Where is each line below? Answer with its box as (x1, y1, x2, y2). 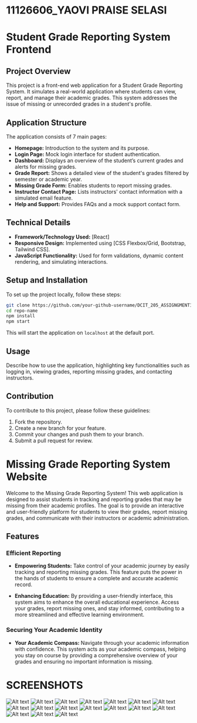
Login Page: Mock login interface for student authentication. (14, 151, 161, 157)
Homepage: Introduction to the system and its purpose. (14, 144, 150, 152)
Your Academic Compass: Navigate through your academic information (14, 639, 189, 646)
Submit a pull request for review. (14, 437, 93, 444)
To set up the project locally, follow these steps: (6, 291, 122, 298)
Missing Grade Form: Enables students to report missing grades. (14, 182, 172, 189)
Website (6, 470, 47, 483)
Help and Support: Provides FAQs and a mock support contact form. (14, 201, 181, 207)
